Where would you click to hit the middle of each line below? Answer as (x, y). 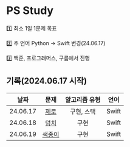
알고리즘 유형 (83, 99)
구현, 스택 (83, 112)
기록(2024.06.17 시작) (46, 81)
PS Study (30, 11)
